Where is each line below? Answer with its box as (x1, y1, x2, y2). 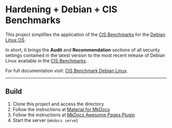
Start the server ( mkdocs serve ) (12, 117, 78, 123)
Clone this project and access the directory (12, 101, 104, 107)
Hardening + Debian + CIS (5, 4, 118, 15)
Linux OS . (5, 37, 26, 43)
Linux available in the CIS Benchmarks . (5, 57, 88, 63)
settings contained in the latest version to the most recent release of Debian (5, 52, 165, 58)
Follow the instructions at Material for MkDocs (12, 106, 110, 112)
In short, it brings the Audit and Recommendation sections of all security (5, 47, 160, 53)
